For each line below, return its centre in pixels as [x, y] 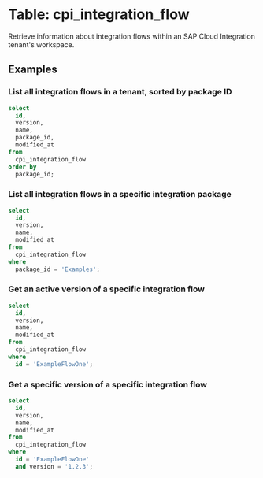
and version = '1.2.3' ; [54, 466]
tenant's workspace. [41, 44]
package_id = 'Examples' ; [58, 269]
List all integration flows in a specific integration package [120, 195]
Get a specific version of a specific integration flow [108, 384]
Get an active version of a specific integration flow [107, 289]
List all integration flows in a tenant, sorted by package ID [120, 92]
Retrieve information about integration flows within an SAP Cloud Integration [132, 36]
